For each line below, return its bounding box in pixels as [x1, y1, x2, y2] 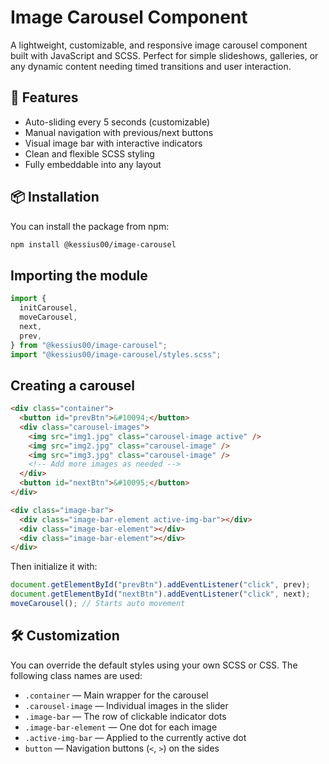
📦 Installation [10, 189, 100, 206]
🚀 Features [10, 89, 79, 106]
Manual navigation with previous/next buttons [24, 126, 214, 138]
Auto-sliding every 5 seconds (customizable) [24, 116, 211, 128]
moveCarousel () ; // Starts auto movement [10, 599, 186, 609]
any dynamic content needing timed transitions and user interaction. [10, 60, 292, 72]
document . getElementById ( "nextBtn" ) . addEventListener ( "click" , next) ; [10, 589, 311, 600]
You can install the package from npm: [10, 220, 170, 232]
